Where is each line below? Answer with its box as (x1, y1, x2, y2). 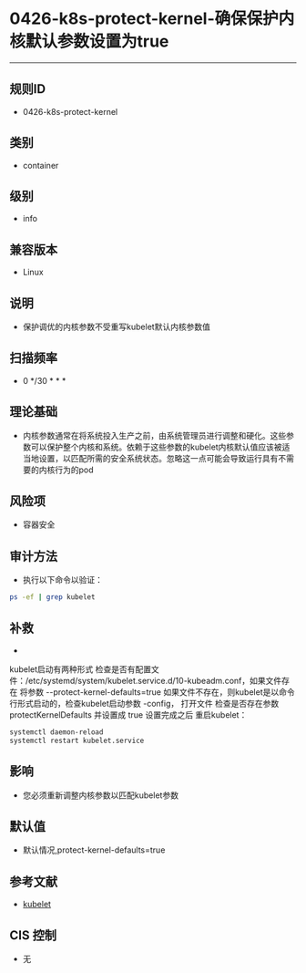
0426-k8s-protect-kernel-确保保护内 (9, 8, 295, 29)
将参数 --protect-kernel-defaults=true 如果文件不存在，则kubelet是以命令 (19, 686, 295, 698)
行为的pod (54, 464, 94, 475)
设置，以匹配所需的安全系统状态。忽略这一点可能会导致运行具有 (38, 452, 279, 463)
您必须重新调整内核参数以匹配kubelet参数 (22, 790, 179, 801)
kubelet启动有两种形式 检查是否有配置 (9, 663, 152, 675)
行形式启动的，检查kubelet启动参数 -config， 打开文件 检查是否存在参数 (9, 698, 280, 709)
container (22, 160, 59, 171)
